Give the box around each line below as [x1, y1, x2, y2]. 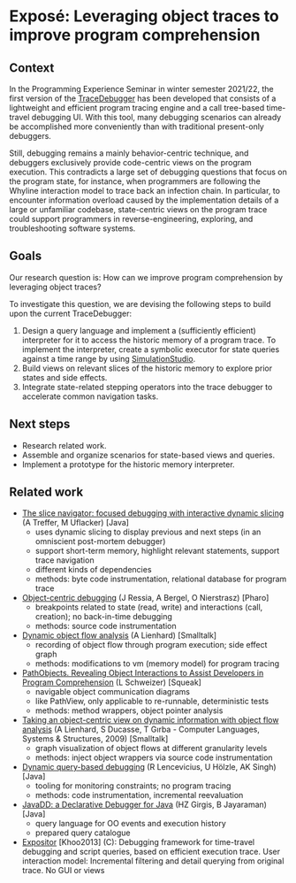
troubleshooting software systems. [9, 223, 136, 234]
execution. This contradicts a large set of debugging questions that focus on [9, 166, 287, 177]
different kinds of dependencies [34, 564, 152, 575]
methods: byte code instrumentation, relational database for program [34, 573, 287, 585]
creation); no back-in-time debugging [34, 611, 172, 622]
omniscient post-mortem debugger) [34, 536, 166, 547]
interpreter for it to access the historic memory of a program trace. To [21, 334, 277, 345]
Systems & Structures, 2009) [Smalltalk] [21, 733, 169, 744]
